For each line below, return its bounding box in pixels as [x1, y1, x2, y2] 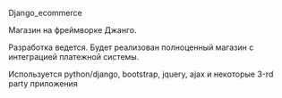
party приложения [8, 78, 78, 88]
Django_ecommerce [8, 8, 82, 18]
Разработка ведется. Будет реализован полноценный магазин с [8, 42, 254, 53]
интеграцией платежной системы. [8, 52, 140, 61]
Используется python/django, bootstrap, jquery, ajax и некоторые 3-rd [8, 69, 274, 79]
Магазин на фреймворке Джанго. [8, 25, 137, 35]
